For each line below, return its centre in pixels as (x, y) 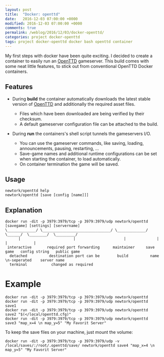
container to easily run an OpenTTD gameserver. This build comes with (77, 61)
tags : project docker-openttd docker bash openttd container (69, 42)
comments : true (21, 28)
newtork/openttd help (27, 191)
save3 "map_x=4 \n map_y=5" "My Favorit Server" (56, 323)
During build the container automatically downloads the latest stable (81, 98)
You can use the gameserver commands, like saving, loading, (82, 143)
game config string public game (42, 252)
